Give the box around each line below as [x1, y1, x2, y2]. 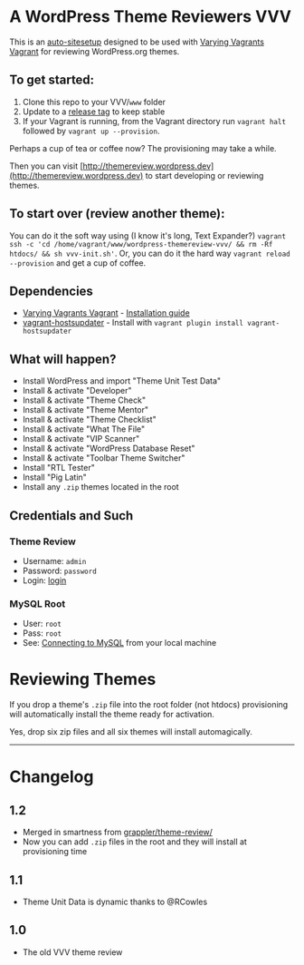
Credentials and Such [9, 508, 134, 523]
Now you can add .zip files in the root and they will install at [22, 836, 247, 847]
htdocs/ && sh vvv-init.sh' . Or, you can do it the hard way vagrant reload [9, 248, 291, 258]
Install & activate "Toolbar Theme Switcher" [22, 453, 185, 463]
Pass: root [22, 628, 62, 638]
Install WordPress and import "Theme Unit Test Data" [22, 375, 222, 386]
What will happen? [9, 351, 117, 366]
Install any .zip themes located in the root [22, 482, 179, 492]
